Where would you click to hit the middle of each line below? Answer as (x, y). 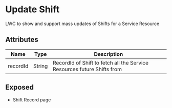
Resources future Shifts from (87, 69)
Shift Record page (32, 100)
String (40, 66)
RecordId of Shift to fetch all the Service (101, 62)
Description (109, 54)
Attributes (22, 40)
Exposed (20, 87)
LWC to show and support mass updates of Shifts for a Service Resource (82, 24)
